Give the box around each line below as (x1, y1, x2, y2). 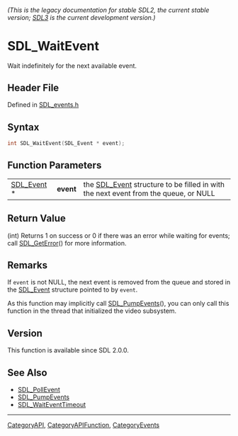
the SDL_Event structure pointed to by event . (7, 285, 138, 294)
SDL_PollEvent (17, 386, 60, 394)
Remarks (7, 259, 48, 272)
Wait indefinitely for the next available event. (7, 61, 137, 70)
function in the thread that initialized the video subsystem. (7, 306, 177, 315)
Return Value (7, 212, 66, 224)
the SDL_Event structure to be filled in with (83, 179, 225, 189)
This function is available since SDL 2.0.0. (7, 346, 130, 355)
